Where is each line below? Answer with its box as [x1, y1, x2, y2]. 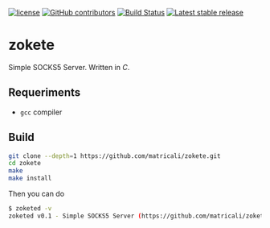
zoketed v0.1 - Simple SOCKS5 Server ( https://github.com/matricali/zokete [8, 212, 268, 220]
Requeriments [8, 85, 81, 100]
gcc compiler [19, 107, 63, 117]
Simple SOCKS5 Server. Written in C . [8, 62, 130, 72]
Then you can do [8, 189, 65, 199]
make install [8, 174, 52, 183]
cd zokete [8, 160, 42, 168]
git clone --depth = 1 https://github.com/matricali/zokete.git [8, 151, 221, 160]
